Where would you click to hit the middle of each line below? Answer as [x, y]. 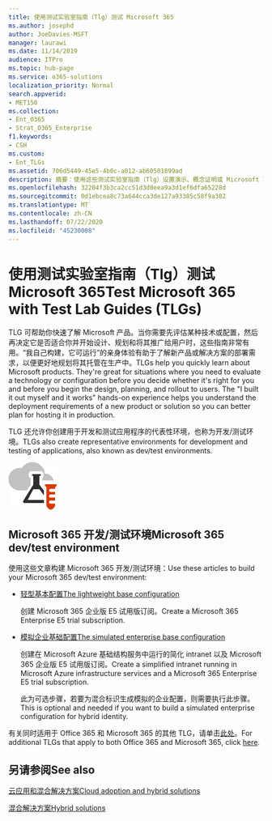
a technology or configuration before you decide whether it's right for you [132, 381]
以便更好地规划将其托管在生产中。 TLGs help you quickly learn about [136, 363]
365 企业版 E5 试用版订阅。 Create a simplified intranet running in [128, 665]
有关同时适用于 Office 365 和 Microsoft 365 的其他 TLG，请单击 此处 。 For [130, 734]
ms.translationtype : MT [49, 205]
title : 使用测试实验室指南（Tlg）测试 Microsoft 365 [91, 17]
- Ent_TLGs [27, 162]
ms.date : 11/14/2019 [43, 51]
